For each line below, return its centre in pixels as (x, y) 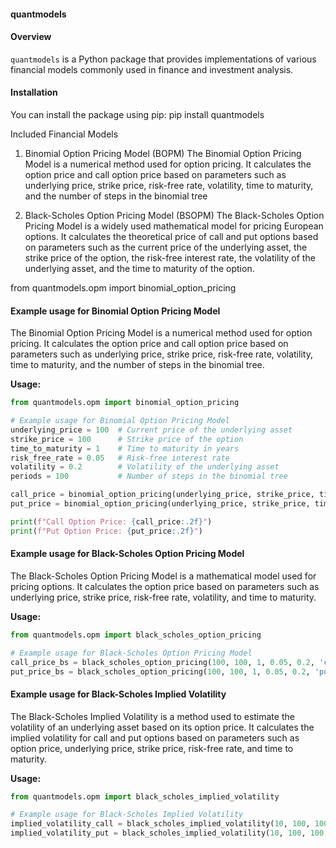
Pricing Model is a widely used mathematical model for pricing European (174, 226)
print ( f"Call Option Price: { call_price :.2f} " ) (111, 521)
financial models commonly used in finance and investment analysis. (152, 69)
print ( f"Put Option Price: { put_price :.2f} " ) (106, 531)
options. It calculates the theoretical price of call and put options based (171, 236)
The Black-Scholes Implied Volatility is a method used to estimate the (152, 716)
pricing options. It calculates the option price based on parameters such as (165, 586)
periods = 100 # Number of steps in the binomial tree (149, 476)
